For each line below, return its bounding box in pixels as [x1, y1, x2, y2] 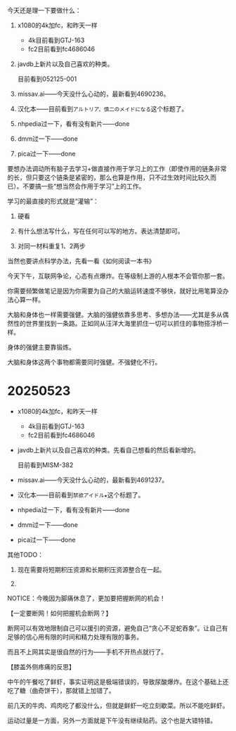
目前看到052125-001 [17, 75, 77, 83]
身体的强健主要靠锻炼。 [7, 343, 75, 351]
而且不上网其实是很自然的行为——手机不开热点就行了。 [7, 647, 167, 656]
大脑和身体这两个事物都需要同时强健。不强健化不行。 [7, 358, 162, 366]
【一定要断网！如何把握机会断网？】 [7, 609, 112, 617]
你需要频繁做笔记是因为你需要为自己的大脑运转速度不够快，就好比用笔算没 [7, 287, 223, 295]
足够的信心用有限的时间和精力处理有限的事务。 [7, 633, 143, 641]
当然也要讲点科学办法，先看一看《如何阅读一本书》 [7, 257, 155, 265]
